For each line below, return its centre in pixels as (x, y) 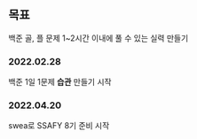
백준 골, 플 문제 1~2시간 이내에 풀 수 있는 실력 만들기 (98, 38)
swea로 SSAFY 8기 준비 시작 (59, 126)
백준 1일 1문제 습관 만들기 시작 (60, 82)
